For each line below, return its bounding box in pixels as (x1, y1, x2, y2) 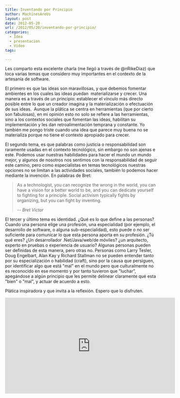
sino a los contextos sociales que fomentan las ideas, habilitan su (5, 116, 136, 122)
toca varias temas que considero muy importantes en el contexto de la (5, 71, 146, 77)
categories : (5, 30, 29, 35)
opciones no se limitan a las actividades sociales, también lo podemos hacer (5, 168, 158, 173)
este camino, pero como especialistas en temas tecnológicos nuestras (5, 162, 146, 168)
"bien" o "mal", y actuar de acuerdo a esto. (5, 279, 91, 284)
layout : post (5, 16, 32, 21)
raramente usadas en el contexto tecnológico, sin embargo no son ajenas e (5, 147, 156, 152)
